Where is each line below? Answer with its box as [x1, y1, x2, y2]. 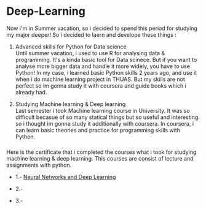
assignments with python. [6, 161, 72, 169]
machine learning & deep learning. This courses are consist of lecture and [6, 154, 194, 162]
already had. [15, 88, 47, 96]
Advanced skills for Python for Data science [15, 43, 127, 50]
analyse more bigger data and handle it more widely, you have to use [15, 63, 191, 70]
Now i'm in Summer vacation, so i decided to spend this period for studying [6, 25, 198, 32]
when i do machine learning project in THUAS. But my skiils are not [15, 75, 186, 83]
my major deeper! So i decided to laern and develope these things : [6, 31, 177, 38]
